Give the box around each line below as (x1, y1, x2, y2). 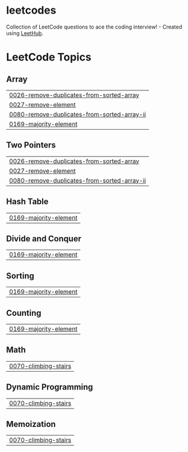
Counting (6, 307, 42, 318)
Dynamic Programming (6, 382, 93, 393)
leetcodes (6, 4, 56, 17)
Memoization (6, 419, 56, 429)
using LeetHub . (6, 29, 43, 36)
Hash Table (6, 197, 49, 207)
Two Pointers (6, 140, 56, 150)
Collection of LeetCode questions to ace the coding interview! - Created (6, 23, 183, 30)
